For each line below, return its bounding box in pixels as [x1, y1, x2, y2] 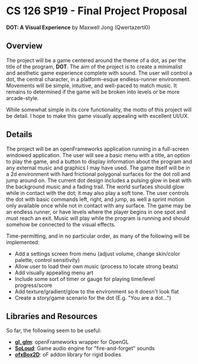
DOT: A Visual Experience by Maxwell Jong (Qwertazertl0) [6, 24, 151, 31]
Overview [6, 41, 43, 51]
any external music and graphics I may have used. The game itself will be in [6, 164, 190, 171]
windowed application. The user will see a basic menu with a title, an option [6, 151, 190, 158]
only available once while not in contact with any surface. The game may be [6, 202, 191, 209]
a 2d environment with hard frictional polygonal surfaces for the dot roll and [6, 170, 190, 177]
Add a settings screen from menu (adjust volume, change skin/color [14, 250, 180, 257]
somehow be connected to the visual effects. [6, 221, 116, 228]
